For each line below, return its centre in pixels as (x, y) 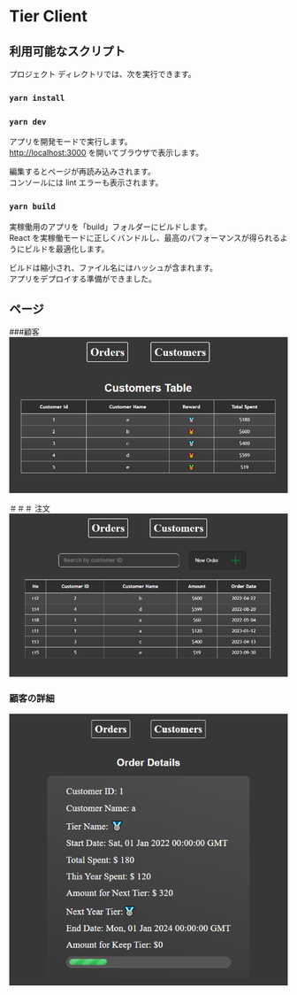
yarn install (37, 98)
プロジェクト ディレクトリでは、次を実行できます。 (103, 74)
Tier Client (49, 16)
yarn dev (28, 122)
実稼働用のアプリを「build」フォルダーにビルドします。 (110, 227)
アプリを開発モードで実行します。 (71, 142)
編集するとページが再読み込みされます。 (83, 172)
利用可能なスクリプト (67, 51)
